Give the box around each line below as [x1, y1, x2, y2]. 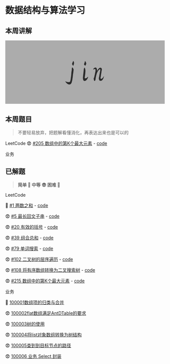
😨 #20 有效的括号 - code [5, 224, 58, 230]
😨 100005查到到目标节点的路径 [5, 342, 71, 348]
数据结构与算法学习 [5, 5, 86, 16]
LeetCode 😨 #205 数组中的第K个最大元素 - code [5, 140, 108, 146]
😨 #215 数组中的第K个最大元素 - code [5, 277, 85, 284]
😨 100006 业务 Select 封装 [5, 353, 62, 359]
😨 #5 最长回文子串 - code [5, 213, 60, 219]
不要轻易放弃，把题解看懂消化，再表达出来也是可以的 [17, 129, 129, 135]
